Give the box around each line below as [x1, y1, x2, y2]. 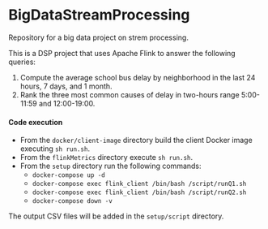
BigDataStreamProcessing [8, 6, 190, 24]
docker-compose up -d [32, 171, 105, 179]
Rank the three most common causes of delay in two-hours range [19, 89, 240, 99]
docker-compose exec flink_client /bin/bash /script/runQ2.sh [32, 188, 247, 197]
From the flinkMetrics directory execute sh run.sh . [19, 153, 194, 162]
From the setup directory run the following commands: [19, 161, 202, 171]
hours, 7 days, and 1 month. [19, 81, 113, 91]
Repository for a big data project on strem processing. [8, 32, 189, 42]
